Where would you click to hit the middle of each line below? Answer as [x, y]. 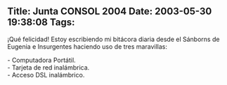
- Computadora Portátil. [41, 60]
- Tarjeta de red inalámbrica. [48, 67]
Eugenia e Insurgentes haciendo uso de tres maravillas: [87, 46]
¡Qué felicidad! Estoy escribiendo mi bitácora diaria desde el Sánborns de [113, 39]
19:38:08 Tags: [41, 23]
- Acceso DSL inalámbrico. [46, 75]
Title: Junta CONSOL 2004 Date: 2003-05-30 [110, 11]
